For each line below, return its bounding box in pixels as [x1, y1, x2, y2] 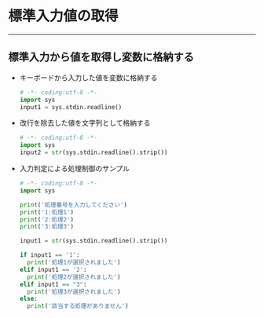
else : [19, 295, 38, 303]
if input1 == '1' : [19, 251, 80, 259]
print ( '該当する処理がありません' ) [27, 302, 129, 310]
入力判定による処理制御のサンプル [19, 164, 130, 173]
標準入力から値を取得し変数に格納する [8, 50, 194, 64]
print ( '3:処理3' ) [19, 223, 75, 231]
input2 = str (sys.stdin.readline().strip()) [19, 148, 168, 157]
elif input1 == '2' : [19, 265, 87, 273]
